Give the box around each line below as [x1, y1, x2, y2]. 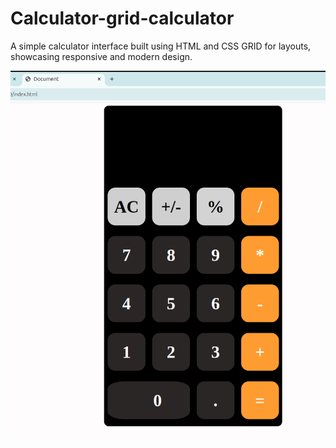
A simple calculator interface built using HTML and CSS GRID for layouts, [10, 40, 312, 52]
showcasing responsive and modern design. [10, 50, 193, 62]
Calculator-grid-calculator [10, 7, 235, 30]
